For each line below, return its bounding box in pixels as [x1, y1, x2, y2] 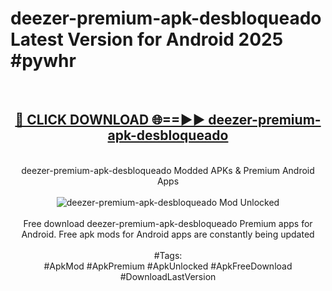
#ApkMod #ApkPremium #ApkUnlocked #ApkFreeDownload [43, 260, 293, 272]
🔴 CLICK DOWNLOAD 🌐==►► [14, 112, 206, 129]
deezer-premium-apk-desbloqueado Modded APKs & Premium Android [21, 164, 315, 176]
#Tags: [153, 249, 183, 261]
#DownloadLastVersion [119, 270, 217, 282]
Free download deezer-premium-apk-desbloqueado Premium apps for [23, 217, 313, 229]
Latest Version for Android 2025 [10, 28, 284, 51]
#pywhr [10, 50, 77, 72]
